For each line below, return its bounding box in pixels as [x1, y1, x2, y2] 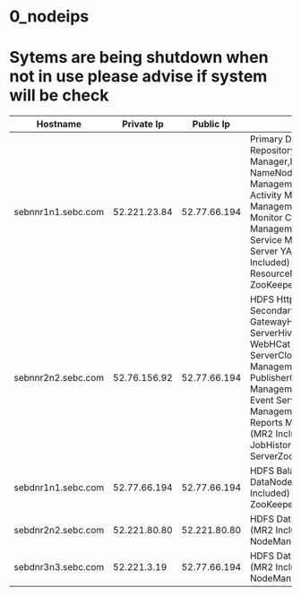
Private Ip [122, 118, 164, 131]
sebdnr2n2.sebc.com [13, 524, 105, 537]
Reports [249, 417, 284, 429]
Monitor [249, 212, 283, 224]
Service [249, 234, 282, 246]
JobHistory [249, 439, 297, 452]
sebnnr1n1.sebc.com [13, 206, 105, 219]
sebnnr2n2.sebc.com [13, 372, 105, 384]
